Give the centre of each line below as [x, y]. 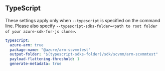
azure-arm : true [27, 45]
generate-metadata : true [36, 64]
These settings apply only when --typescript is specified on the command [83, 20]
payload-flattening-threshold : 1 [45, 59]
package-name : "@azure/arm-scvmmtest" [50, 50]
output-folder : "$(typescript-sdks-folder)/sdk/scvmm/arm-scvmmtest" [84, 54]
